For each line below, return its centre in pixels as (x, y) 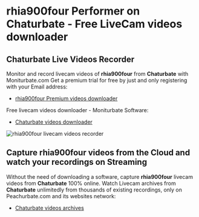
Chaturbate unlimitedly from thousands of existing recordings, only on (94, 190)
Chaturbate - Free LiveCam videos (94, 24)
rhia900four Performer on (73, 11)
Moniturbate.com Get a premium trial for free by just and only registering (97, 80)
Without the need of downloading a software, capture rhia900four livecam (100, 176)
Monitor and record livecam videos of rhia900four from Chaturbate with (97, 74)
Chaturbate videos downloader (54, 122)
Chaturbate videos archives (50, 208)
